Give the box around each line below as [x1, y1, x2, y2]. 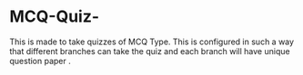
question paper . [9, 55, 71, 66]
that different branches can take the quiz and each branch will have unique [9, 45, 290, 56]
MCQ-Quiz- [9, 6, 100, 27]
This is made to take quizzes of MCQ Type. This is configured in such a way [9, 36, 294, 47]
